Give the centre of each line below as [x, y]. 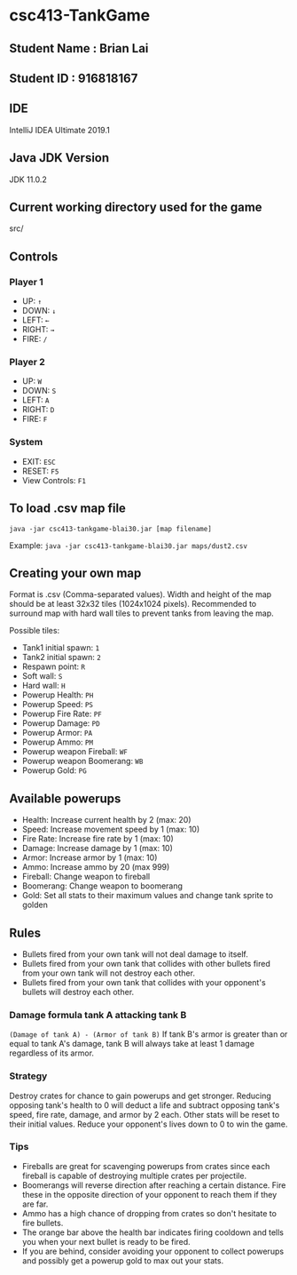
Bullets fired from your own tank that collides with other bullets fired [146, 963]
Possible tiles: [35, 631]
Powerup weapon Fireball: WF [75, 752]
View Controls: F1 [54, 480]
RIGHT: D [38, 410]
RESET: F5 [40, 471]
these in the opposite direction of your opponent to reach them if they [149, 1194]
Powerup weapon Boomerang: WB [82, 761]
